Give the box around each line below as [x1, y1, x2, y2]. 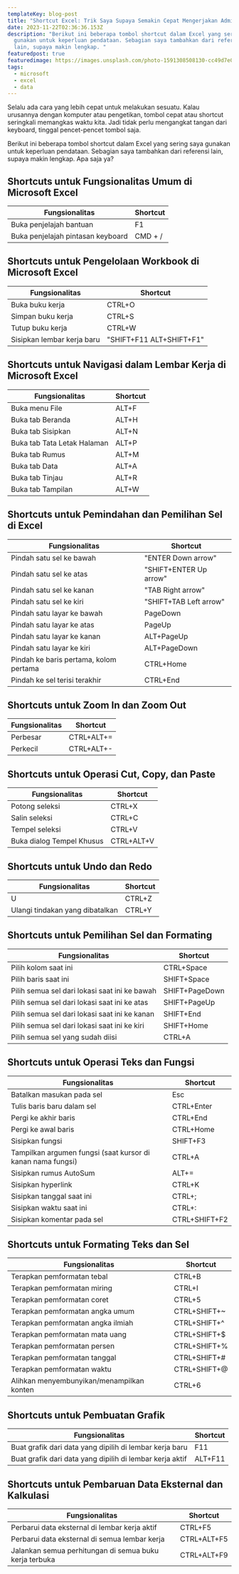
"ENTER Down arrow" [144, 553, 217, 563]
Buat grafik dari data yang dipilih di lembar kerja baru [11, 1442, 188, 1452]
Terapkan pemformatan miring [11, 1283, 112, 1293]
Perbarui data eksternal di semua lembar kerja [11, 1534, 165, 1544]
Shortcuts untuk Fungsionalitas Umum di [7, 175, 193, 188]
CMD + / [134, 231, 163, 241]
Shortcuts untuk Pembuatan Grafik [7, 1409, 166, 1421]
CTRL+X [110, 802, 138, 812]
